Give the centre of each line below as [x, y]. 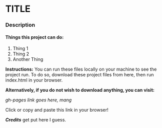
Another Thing [28, 59]
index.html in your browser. [34, 80]
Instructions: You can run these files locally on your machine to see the [81, 69]
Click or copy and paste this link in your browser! [57, 110]
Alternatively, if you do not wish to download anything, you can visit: [80, 90]
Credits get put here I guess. [36, 120]
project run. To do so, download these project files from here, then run [80, 75]
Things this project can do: [35, 37]
